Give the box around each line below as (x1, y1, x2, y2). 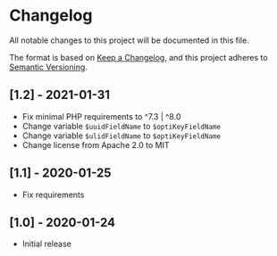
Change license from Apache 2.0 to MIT (21, 139, 170, 150)
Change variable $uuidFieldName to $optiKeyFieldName (21, 120, 222, 131)
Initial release (21, 238, 71, 250)
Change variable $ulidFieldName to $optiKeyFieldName (21, 130, 222, 141)
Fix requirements (21, 189, 85, 200)
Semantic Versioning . (9, 62, 88, 72)
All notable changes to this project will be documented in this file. (9, 35, 250, 45)
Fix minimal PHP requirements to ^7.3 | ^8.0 (21, 111, 181, 121)
